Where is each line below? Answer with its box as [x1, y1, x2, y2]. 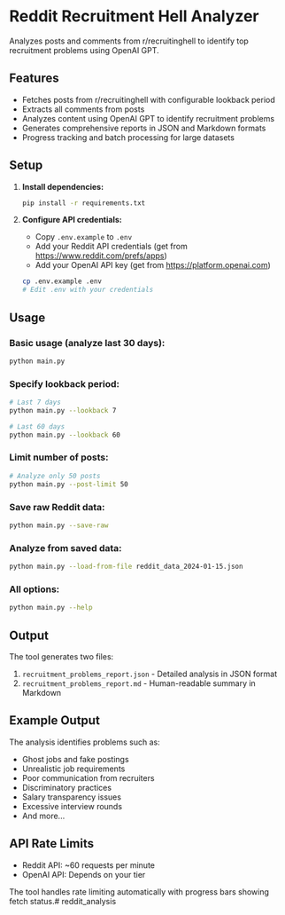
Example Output [9, 713, 100, 729]
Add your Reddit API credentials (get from [35, 241, 188, 252]
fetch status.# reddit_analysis [9, 895, 117, 906]
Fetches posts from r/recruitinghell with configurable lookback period [21, 94, 276, 105]
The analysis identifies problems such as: [9, 737, 161, 747]
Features [9, 71, 59, 86]
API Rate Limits [9, 836, 95, 851]
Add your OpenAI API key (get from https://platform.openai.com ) [35, 260, 272, 271]
